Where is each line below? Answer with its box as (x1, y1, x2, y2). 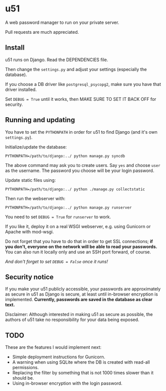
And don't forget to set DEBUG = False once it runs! (5, 258, 108, 264)
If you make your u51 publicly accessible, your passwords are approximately (5, 286, 161, 292)
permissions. (12, 365, 39, 371)
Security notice (5, 273, 54, 281)
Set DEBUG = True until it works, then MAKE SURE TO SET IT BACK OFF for (5, 96, 157, 102)
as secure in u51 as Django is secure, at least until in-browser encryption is (5, 291, 158, 297)
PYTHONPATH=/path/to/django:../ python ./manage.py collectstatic (5, 187, 145, 192)
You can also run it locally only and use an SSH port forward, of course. (5, 249, 151, 255)
